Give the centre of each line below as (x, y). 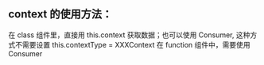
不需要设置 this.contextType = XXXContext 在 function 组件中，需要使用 (132, 44)
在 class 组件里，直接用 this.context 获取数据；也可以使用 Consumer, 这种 (129, 35)
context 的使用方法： (60, 14)
